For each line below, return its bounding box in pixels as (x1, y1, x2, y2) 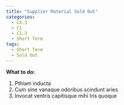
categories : (6, 14, 35, 20)
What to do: (6, 68, 35, 75)
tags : (6, 42, 19, 48)
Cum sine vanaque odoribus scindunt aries (14, 86, 118, 93)
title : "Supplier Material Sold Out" (6, 8, 98, 15)
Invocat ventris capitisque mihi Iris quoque (14, 92, 117, 99)
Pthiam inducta (14, 80, 51, 87)
